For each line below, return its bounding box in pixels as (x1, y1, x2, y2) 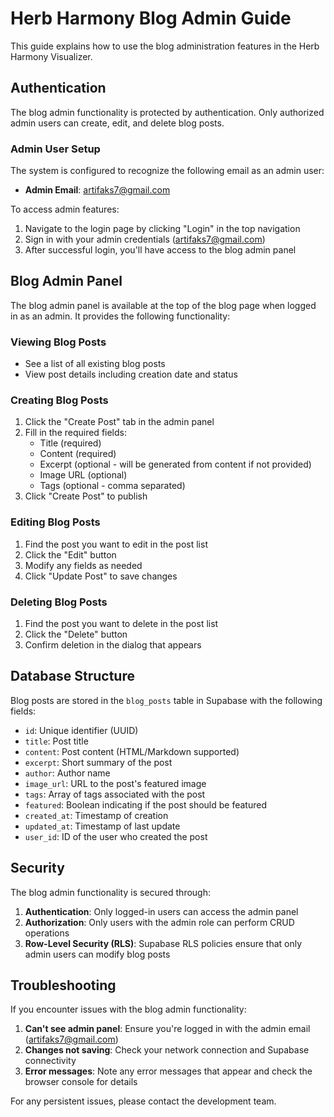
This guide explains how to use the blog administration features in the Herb (10, 40, 320, 52)
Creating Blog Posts (10, 393, 109, 407)
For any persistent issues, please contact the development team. (10, 1095, 277, 1107)
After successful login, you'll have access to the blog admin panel (24, 244, 297, 256)
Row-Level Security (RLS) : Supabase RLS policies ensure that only (24, 937, 303, 949)
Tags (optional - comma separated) (39, 480, 186, 492)
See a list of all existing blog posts (24, 358, 166, 370)
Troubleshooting (10, 977, 117, 994)
